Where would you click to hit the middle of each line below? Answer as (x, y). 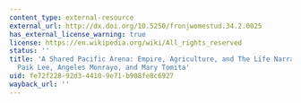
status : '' (30, 51)
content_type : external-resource (72, 17)
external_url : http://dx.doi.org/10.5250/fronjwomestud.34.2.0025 (136, 26)
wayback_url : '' (39, 84)
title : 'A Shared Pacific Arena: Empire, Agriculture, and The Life (140, 59)
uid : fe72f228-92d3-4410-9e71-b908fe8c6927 (92, 76)
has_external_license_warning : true (77, 34)
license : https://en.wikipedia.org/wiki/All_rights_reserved (126, 43)
